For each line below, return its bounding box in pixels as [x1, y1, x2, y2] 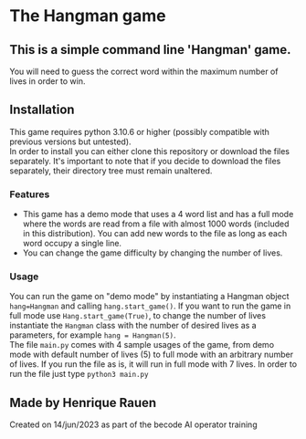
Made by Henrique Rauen [9, 394, 157, 411]
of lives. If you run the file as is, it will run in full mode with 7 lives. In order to [9, 359, 298, 370]
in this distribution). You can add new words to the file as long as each [22, 228, 288, 239]
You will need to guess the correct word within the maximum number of [9, 66, 279, 77]
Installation [9, 102, 75, 118]
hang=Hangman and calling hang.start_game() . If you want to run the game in [9, 300, 291, 311]
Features [9, 188, 50, 201]
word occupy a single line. [22, 238, 121, 249]
